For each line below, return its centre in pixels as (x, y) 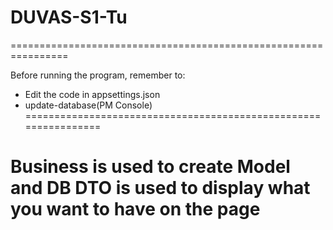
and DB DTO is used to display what (160, 188)
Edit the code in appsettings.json (92, 94)
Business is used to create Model (150, 167)
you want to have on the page (135, 209)
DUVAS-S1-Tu (69, 17)
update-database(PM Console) (88, 105)
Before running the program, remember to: (98, 75)
